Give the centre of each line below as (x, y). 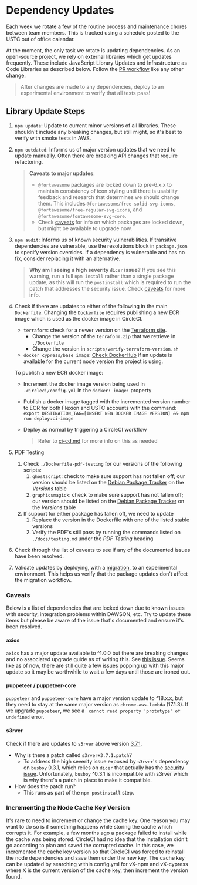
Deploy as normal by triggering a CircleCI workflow (85, 429)
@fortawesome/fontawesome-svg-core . (82, 216)
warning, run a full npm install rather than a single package (101, 276)
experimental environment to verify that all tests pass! (85, 93)
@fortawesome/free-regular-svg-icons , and (90, 210)
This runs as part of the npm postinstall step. (79, 792)
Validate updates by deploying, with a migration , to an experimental (96, 567)
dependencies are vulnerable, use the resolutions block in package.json (101, 246)
